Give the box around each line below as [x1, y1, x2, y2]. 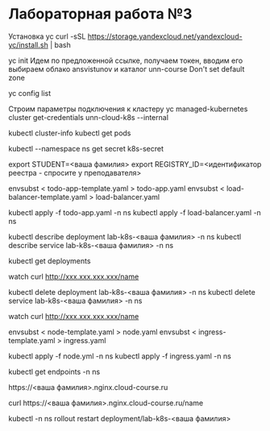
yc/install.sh [8, 39, 48, 49]
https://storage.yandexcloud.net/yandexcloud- [87, 31, 243, 41]
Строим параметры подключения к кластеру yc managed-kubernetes [8, 104, 248, 114]
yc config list [8, 88, 52, 97]
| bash [49, 39, 71, 49]
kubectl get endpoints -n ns [8, 367, 101, 376]
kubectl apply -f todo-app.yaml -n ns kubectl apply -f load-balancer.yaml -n [8, 207, 262, 218]
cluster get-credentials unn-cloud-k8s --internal [8, 112, 169, 122]
